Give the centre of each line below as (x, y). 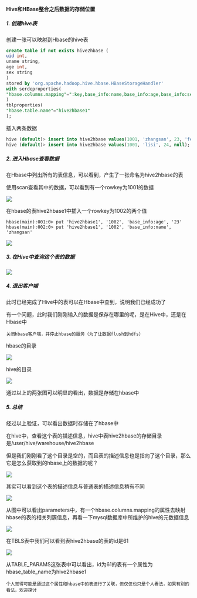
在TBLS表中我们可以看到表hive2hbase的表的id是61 (67, 540)
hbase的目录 (21, 345)
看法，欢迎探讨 (21, 590)
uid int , (17, 56)
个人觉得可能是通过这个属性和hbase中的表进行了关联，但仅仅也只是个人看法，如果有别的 (98, 584)
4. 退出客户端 (22, 286)
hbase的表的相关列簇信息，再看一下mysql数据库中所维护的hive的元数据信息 (98, 517)
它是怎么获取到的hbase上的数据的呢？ (52, 463)
